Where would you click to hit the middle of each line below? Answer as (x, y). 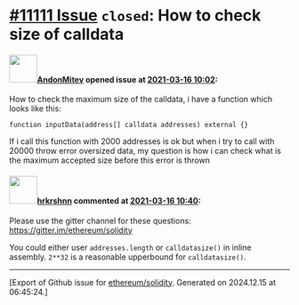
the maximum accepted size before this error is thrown (110, 160)
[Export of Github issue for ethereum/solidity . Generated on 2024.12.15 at (143, 282)
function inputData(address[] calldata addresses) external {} (129, 125)
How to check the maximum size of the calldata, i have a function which (141, 100)
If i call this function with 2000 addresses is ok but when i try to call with (142, 141)
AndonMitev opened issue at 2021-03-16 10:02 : (127, 79)
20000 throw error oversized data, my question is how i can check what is (145, 151)
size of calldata (67, 34)
